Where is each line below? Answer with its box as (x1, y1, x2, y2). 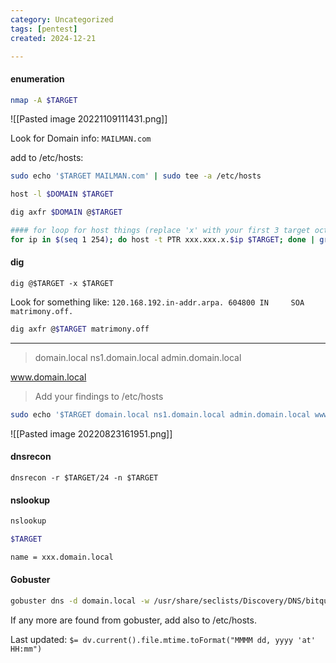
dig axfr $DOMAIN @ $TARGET (10, 207, 123, 218)
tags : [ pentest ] (10, 24, 78, 34)
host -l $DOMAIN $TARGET (10, 189, 114, 200)
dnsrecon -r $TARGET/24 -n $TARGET (10, 472, 159, 483)
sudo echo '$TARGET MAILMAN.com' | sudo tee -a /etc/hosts (10, 171, 262, 181)
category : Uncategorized (10, 14, 114, 25)
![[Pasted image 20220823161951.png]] (10, 427, 173, 440)
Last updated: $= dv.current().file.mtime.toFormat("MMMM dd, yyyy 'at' (10, 633, 316, 645)
